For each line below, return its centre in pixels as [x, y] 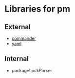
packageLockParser [32, 70]
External [18, 27]
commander [24, 38]
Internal [17, 59]
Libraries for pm [37, 9]
